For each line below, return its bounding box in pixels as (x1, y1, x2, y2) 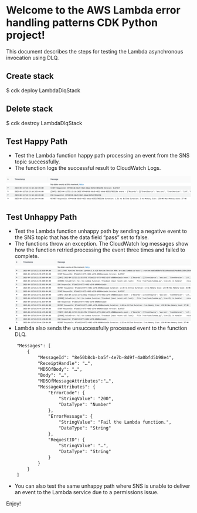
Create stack (6, 71, 54, 81)
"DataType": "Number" (58, 401, 111, 407)
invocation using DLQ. (6, 54, 59, 61)
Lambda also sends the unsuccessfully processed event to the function (14, 324, 188, 331)
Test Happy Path (6, 136, 68, 146)
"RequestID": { (47, 437, 85, 442)
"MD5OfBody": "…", (37, 366, 83, 372)
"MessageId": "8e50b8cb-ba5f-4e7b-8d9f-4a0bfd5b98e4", (37, 354, 175, 360)
